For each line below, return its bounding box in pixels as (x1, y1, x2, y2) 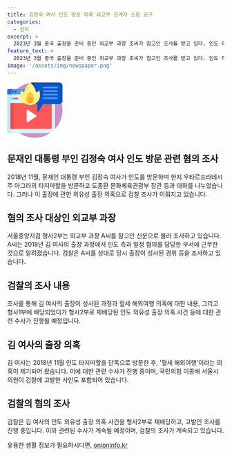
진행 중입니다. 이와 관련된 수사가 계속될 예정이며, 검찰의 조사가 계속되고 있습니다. (7, 426, 224, 435)
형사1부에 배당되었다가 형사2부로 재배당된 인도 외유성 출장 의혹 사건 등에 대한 (7, 308, 214, 316)
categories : (7, 18, 41, 26)
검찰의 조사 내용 (7, 280, 70, 292)
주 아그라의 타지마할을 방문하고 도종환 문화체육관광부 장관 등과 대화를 (7, 181, 193, 189)
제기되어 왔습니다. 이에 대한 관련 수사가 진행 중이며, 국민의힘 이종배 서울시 (19, 367, 219, 375)
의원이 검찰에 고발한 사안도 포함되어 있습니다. (7, 376, 129, 383)
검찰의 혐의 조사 (7, 398, 70, 410)
